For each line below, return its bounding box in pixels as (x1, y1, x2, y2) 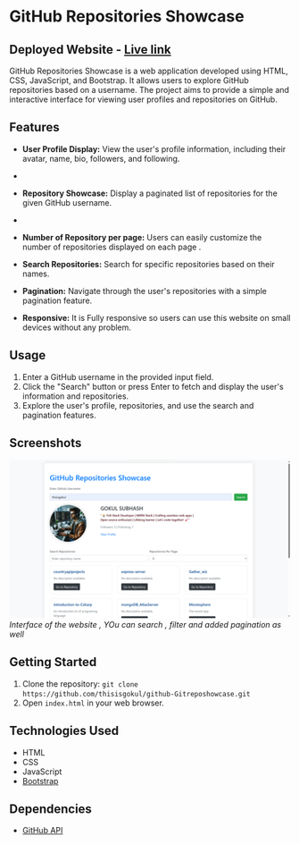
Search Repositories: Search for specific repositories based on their (21, 258, 275, 269)
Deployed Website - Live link (9, 42, 171, 57)
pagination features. (21, 409, 96, 420)
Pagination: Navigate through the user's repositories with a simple (21, 285, 268, 296)
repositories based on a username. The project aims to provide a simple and (9, 85, 290, 95)
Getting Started (9, 654, 97, 670)
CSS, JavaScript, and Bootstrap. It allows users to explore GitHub (9, 75, 249, 86)
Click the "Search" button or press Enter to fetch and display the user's (21, 381, 284, 392)
